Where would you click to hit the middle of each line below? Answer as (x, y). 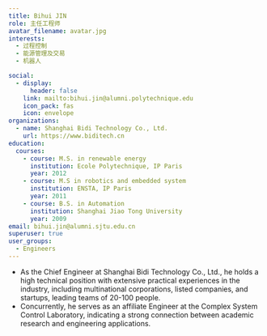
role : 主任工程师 (34, 23)
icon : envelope (49, 113)
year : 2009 (48, 219)
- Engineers (36, 249)
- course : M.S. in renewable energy (85, 159)
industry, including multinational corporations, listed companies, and (134, 289)
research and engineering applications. (85, 323)
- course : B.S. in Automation (74, 203)
